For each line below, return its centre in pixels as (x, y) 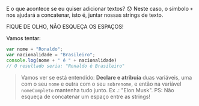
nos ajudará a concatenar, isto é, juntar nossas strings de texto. (85, 15)
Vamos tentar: (23, 38)
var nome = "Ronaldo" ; (35, 49)
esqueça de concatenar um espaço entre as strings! (85, 96)
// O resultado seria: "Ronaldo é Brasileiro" (66, 66)
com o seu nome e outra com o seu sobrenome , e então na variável (101, 84)
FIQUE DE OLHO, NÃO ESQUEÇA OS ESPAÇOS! (65, 27)
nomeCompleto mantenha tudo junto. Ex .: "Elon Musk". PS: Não (97, 90)
